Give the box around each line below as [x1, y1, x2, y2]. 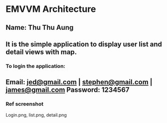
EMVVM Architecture [5, 3, 96, 15]
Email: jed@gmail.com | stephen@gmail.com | [5, 78, 153, 86]
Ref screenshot [5, 101, 44, 108]
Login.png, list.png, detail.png [5, 112, 67, 118]
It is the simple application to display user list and [5, 40, 163, 48]
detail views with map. [5, 48, 77, 56]
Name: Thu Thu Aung [5, 23, 74, 32]
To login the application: [5, 62, 66, 69]
